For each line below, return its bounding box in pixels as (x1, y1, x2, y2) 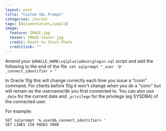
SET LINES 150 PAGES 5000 (5, 122, 59, 127)
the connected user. (5, 98, 46, 105)
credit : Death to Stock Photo (9, 40, 72, 45)
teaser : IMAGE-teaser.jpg (9, 35, 64, 40)
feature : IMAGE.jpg (9, 30, 50, 35)
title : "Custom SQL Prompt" (5, 12, 64, 17)
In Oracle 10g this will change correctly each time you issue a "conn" (5, 77, 147, 83)
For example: (5, 108, 32, 114)
